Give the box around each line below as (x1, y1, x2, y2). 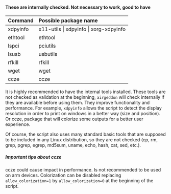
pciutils (38, 42, 56, 50)
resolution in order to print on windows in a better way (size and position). (5, 111, 161, 117)
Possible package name (38, 17, 98, 24)
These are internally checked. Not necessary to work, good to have (5, 4, 151, 10)
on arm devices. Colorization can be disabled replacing (5, 172, 121, 179)
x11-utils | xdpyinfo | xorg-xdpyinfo (38, 26, 126, 33)
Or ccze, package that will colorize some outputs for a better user (5, 116, 143, 122)
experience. (5, 121, 31, 127)
